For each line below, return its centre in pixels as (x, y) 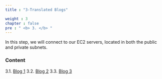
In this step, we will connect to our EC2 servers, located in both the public (81, 42)
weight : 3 (16, 19)
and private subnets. (26, 47)
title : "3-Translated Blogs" (37, 10)
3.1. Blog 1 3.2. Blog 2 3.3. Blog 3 (39, 71)
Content (15, 60)
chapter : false (22, 23)
